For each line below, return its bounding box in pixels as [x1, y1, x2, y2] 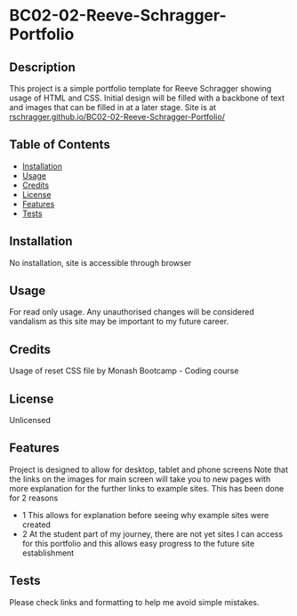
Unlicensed [9, 415, 52, 426]
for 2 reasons [9, 492, 59, 503]
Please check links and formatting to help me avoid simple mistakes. [9, 596, 260, 607]
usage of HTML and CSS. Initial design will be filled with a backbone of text [9, 92, 285, 103]
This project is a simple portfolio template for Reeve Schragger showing [9, 84, 272, 93]
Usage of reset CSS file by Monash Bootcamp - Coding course [9, 365, 239, 376]
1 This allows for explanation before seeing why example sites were [21, 509, 269, 520]
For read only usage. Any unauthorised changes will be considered [9, 307, 255, 317]
